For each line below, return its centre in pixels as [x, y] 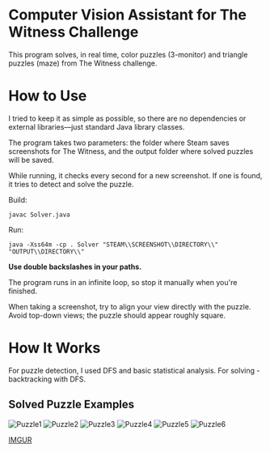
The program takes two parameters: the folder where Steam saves [119, 143]
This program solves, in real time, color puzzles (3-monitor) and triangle [128, 54]
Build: [18, 199]
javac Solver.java [39, 215]
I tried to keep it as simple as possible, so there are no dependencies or [127, 118]
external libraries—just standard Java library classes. [97, 126]
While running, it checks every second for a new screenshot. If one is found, [135, 175]
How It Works [55, 348]
